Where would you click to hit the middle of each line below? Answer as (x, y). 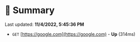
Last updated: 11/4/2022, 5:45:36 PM (44, 24)
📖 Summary (30, 10)
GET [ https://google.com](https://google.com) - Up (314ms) (74, 34)
